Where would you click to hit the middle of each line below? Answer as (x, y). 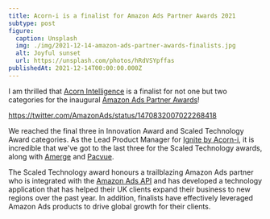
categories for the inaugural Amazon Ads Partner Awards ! (104, 99)
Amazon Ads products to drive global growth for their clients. (110, 206)
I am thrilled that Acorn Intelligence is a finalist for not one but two (118, 91)
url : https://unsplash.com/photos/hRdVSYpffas (95, 61)
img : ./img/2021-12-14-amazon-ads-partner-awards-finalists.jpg (126, 46)
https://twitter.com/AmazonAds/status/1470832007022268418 (113, 115)
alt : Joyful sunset (48, 53)
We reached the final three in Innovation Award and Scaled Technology (126, 130)
